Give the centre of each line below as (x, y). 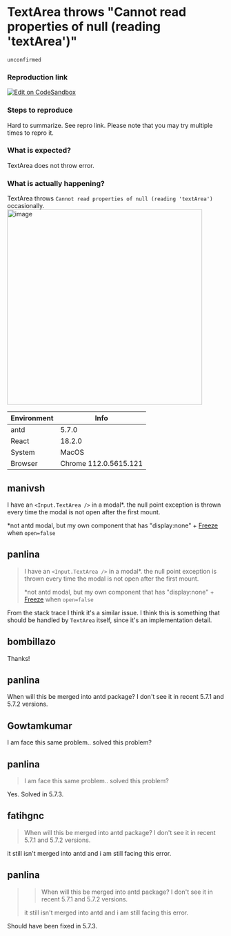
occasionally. (26, 206)
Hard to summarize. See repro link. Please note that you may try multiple (110, 125)
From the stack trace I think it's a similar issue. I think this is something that (114, 612)
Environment (32, 418)
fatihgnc (26, 816)
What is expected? (39, 151)
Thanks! (19, 658)
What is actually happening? (56, 183)
